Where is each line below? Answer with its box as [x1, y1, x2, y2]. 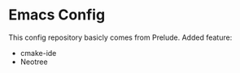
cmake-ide [20, 48, 57, 58]
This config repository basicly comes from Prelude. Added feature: [8, 32, 233, 42]
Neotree [20, 57, 48, 67]
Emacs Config [8, 6, 106, 24]
